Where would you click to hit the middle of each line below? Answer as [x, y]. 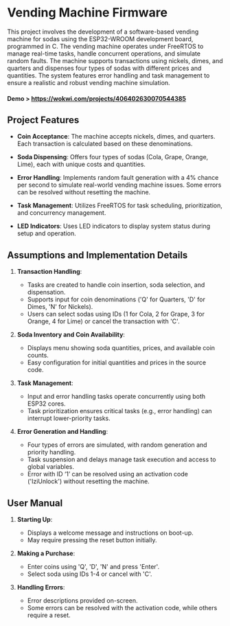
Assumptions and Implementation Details [97, 255]
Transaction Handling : [49, 272]
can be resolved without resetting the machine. [84, 192]
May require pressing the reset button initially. [92, 540]
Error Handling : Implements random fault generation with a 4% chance [118, 178]
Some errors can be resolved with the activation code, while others [122, 607]
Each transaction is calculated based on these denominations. [105, 144]
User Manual [35, 503]
